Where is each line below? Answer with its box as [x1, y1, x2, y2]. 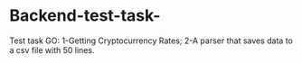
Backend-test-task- [9, 5, 161, 26]
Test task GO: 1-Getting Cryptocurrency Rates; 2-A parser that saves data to [9, 35, 294, 46]
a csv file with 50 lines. [9, 44, 95, 55]
